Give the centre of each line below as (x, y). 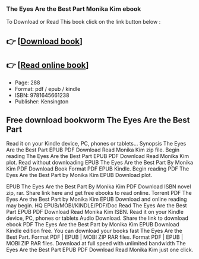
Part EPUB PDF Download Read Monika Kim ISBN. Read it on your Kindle (95, 212)
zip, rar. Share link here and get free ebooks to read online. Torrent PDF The (99, 193)
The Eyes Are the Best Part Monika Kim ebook (74, 9)
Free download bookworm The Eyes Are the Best (98, 120)
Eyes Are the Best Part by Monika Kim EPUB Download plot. (79, 175)
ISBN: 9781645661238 (42, 95)
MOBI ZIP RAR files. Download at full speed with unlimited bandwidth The (96, 244)
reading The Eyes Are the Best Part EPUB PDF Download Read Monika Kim (97, 156)
